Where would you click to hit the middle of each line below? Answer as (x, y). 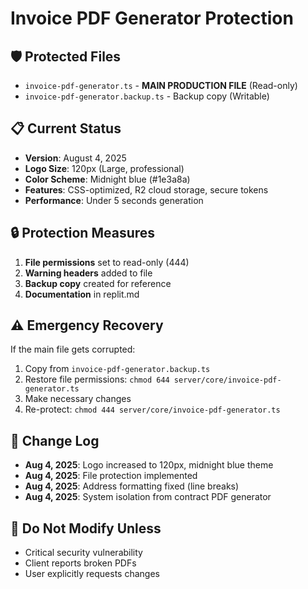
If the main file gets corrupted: (73, 349)
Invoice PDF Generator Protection (152, 18)
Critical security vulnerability (83, 553)
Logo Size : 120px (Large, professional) (104, 168)
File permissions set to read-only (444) (107, 262)
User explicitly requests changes (92, 574)
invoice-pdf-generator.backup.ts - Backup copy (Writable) (147, 96)
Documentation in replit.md (82, 294)
